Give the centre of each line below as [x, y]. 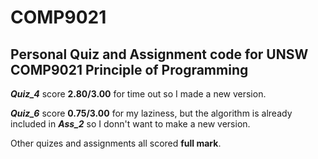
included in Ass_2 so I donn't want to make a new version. [130, 124]
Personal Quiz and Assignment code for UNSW [159, 54]
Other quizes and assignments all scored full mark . [116, 143]
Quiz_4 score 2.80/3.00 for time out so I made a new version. [138, 94]
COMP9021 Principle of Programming [129, 69]
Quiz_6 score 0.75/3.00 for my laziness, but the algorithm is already [151, 113]
